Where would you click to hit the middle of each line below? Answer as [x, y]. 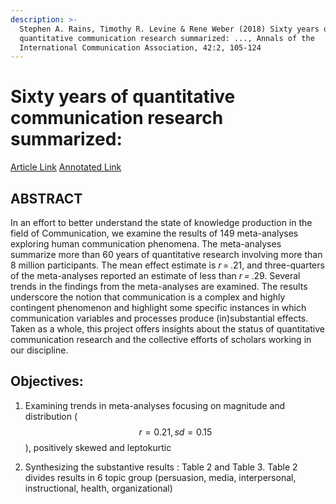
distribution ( [51, 416]
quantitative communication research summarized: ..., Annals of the [167, 38]
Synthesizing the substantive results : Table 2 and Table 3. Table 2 [161, 467]
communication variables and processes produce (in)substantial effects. [159, 318]
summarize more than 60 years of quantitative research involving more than [166, 254]
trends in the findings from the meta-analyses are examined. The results [159, 286]
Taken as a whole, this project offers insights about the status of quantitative [167, 329]
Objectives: [47, 381]
